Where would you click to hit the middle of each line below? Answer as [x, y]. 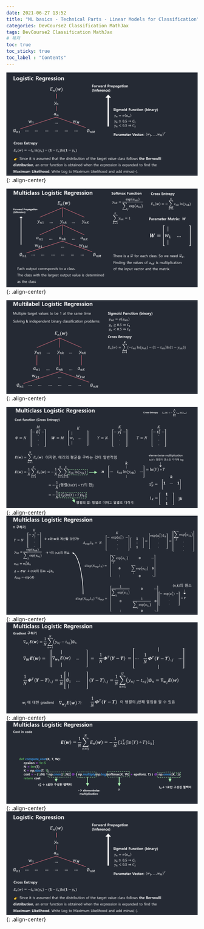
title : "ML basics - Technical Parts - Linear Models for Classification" [103, 19]
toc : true [19, 45]
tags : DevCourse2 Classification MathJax [59, 32]
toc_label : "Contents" [36, 58]
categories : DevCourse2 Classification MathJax [68, 26]
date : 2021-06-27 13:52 [36, 13]
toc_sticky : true [28, 52]
